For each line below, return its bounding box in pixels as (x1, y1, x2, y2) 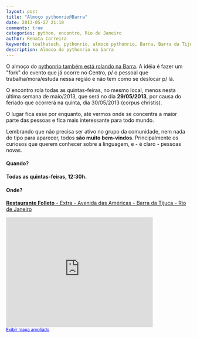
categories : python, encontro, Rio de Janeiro (6, 30, 122, 36)
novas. (6, 146, 22, 153)
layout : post (6, 8, 38, 15)
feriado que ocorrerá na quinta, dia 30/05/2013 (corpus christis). (6, 99, 162, 106)
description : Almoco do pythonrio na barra (6, 47, 114, 53)
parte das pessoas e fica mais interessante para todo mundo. (6, 117, 154, 124)
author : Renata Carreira (6, 36, 67, 42)
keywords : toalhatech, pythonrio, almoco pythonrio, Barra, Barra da (6, 42, 180, 47)
